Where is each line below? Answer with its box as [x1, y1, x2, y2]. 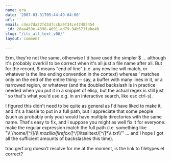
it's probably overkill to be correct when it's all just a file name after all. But [5, 60, 162, 66]
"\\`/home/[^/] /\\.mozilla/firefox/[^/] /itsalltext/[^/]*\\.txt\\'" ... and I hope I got [5, 130, 164, 136]
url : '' [5, 17, 22, 22]
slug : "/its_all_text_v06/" [5, 31, 65, 36]
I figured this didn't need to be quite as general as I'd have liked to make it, [5, 103, 162, 109]
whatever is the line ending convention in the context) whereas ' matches [5, 71, 159, 77]
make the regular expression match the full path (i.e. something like [5, 124, 147, 131]
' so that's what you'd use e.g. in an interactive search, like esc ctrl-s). [5, 93, 153, 99]
